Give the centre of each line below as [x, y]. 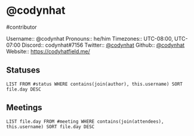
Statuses [23, 70]
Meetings [24, 108]
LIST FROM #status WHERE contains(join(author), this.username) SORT [95, 84]
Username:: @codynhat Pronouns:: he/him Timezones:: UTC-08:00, [90, 38]
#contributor [21, 27]
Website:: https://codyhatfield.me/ [48, 51]
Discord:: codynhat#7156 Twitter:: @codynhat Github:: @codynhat [103, 45]
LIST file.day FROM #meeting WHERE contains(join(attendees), [85, 121]
